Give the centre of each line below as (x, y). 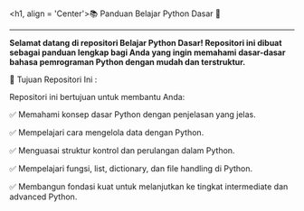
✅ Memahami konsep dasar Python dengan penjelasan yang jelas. (133, 115)
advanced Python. (43, 197)
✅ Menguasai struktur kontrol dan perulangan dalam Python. (122, 151)
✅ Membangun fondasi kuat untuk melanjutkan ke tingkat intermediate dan (149, 187)
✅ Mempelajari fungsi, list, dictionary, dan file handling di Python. (131, 169)
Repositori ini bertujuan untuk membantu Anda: (97, 97)
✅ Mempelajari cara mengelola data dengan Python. (107, 133)
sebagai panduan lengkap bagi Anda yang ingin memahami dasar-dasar (147, 52)
